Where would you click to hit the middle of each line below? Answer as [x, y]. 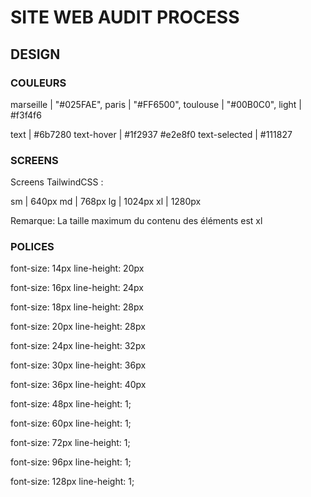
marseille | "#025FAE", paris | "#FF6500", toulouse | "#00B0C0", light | [156, 104]
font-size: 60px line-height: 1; [71, 423]
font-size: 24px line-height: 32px [78, 346]
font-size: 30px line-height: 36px [78, 365]
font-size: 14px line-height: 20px [77, 268]
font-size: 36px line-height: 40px [78, 385]
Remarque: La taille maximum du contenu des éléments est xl [136, 221]
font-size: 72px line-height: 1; [70, 443]
